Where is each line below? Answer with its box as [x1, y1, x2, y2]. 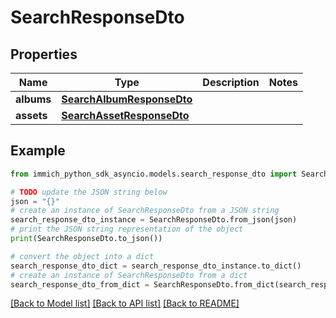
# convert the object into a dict [10, 251, 155, 261]
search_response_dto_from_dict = [10, 279, 150, 290]
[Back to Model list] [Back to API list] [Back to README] [10, 297, 240, 310]
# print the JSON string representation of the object [10, 224, 244, 235]
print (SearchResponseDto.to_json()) [10, 234, 163, 244]
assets [15, 109, 48, 122]
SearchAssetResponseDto [61, 109, 190, 122]
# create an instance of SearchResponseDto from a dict [10, 270, 248, 280]
